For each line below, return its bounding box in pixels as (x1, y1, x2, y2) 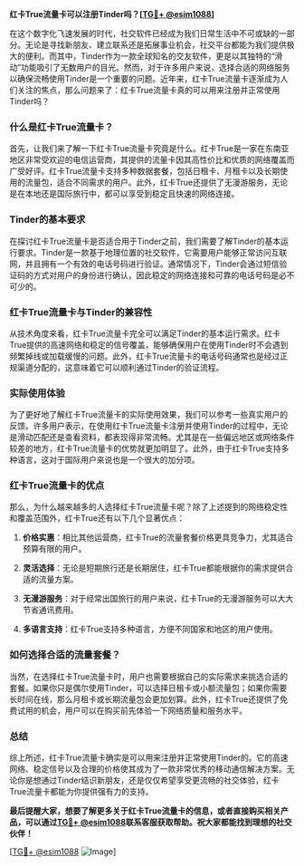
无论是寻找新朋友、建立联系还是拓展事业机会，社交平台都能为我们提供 (24, 40, 287, 50)
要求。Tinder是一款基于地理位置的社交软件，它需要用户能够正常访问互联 (16, 246, 288, 257)
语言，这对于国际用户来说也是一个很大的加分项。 (16, 455, 200, 466)
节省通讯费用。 (22, 604, 79, 615)
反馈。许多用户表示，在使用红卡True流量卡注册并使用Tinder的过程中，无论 (9, 420, 289, 431)
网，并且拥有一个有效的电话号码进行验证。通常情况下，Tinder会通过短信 (9, 258, 280, 269)
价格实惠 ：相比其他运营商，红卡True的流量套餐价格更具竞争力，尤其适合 (22, 532, 294, 543)
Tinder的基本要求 (9, 213, 86, 226)
